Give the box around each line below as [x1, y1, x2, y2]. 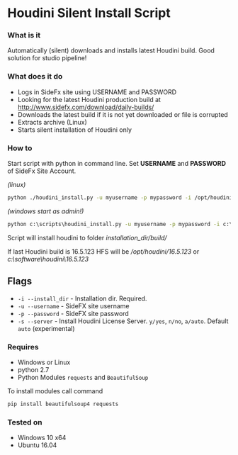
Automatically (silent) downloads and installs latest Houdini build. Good [7, 46, 215, 55]
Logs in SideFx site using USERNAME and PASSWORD [17, 87, 177, 96]
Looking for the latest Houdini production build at [17, 95, 161, 103]
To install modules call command [7, 386, 103, 395]
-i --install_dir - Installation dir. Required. [17, 294, 147, 303]
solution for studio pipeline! [7, 54, 87, 62]
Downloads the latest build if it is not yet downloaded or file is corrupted [17, 110, 228, 118]
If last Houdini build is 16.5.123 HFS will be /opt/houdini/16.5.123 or [7, 247, 200, 256]
